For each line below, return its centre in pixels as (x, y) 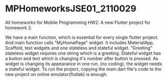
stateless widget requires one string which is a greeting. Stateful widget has (83, 53)
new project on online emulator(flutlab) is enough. (57, 74)
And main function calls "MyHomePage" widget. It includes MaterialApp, (80, 42)
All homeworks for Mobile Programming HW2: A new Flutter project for (78, 22)
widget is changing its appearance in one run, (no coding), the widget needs (83, 64)
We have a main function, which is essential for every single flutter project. (82, 37)
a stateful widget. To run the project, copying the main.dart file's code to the (83, 69)
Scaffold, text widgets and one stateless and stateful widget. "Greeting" (79, 48)
